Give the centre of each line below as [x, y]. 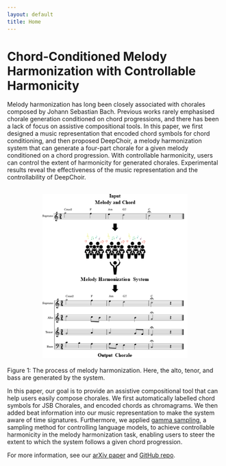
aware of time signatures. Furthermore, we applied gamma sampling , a [107, 420]
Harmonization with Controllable [102, 71]
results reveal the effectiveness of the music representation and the [103, 170]
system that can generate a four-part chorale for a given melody [98, 148]
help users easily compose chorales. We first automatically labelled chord [111, 398]
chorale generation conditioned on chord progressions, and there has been [113, 119]
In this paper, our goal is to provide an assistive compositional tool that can [113, 391]
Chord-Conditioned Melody [87, 57]
